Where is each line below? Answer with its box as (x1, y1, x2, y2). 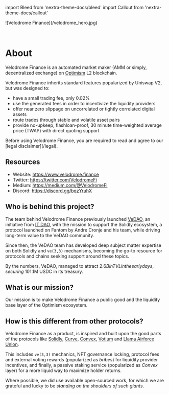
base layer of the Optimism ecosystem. (5, 302, 88, 308)
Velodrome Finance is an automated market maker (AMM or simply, (5, 64, 147, 71)
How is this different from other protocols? (5, 317, 143, 326)
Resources (5, 158, 40, 167)
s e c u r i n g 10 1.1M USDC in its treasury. (5, 268, 83, 274)
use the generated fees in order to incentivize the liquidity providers (12, 100, 156, 106)
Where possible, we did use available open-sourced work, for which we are (5, 378, 164, 384)
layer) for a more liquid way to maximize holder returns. (5, 367, 122, 374)
